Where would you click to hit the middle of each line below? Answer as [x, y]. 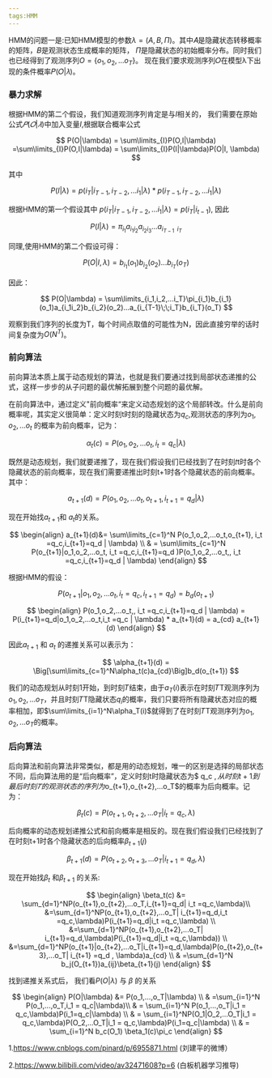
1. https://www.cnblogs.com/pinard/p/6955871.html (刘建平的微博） [120, 1048]
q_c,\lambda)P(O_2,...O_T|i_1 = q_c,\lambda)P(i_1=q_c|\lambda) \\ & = [136, 1022]
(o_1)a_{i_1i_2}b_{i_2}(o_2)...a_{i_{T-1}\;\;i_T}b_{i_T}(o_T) [130, 307]
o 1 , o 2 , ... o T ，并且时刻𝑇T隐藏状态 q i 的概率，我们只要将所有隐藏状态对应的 [129, 700]
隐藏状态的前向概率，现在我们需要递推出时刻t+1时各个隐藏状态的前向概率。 [134, 471]
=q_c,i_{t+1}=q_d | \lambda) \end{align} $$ [136, 560]
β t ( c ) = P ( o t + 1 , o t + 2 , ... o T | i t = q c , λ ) [136, 813]
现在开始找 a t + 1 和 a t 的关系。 [56, 518]
